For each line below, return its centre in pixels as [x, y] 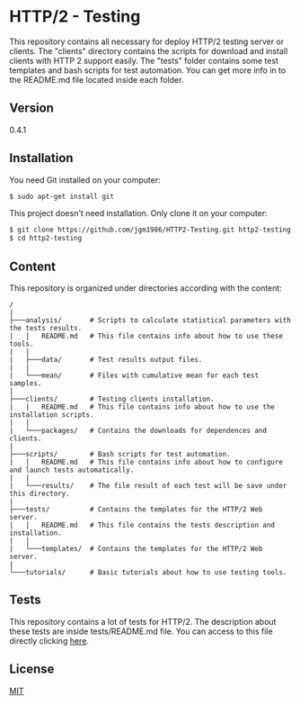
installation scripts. [52, 415]
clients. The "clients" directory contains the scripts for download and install [149, 50]
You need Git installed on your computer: [85, 180]
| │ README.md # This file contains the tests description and [142, 525]
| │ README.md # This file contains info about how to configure [146, 462]
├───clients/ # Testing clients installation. [112, 399]
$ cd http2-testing [46, 239]
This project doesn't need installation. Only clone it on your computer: [138, 213]
